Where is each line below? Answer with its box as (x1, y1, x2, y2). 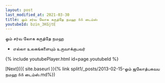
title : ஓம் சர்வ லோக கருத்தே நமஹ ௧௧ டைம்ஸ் (5, 17, 98, 22)
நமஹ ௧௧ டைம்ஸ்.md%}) (5, 72, 56, 78)
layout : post (5, 7, 33, 13)
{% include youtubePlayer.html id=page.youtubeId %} (5, 56, 119, 62)
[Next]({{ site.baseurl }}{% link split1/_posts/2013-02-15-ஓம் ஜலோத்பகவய (5, 66, 160, 72)
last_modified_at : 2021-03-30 (5, 12, 70, 17)
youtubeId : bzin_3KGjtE (5, 21, 56, 27)
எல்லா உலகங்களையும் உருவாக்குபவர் (12, 46, 85, 52)
